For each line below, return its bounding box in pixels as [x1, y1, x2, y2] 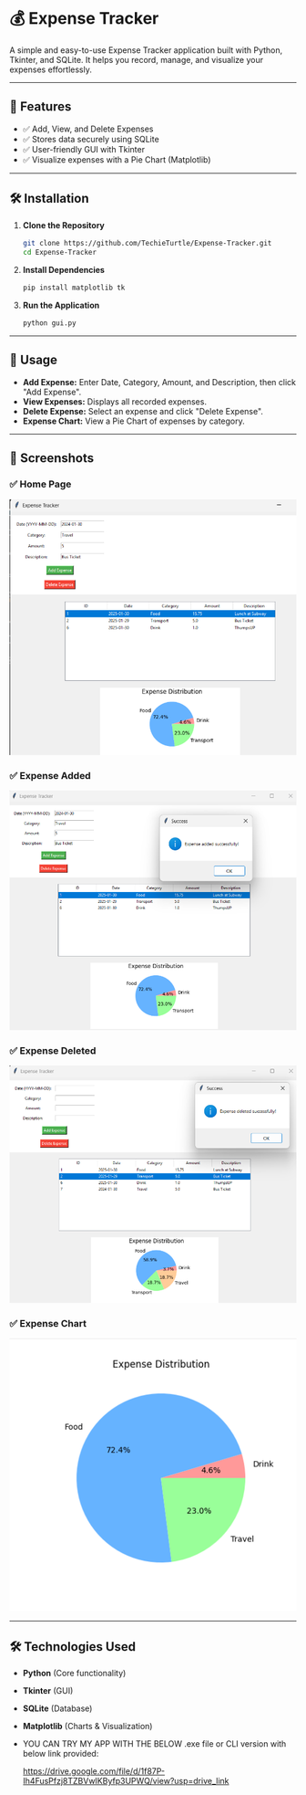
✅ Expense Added [9, 769, 91, 782]
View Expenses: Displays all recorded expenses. [22, 395, 208, 407]
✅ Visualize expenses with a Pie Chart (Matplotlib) [22, 153, 211, 165]
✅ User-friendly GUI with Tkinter [22, 143, 146, 154]
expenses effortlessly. [9, 64, 93, 75]
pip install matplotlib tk [22, 283, 126, 293]
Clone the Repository [22, 219, 105, 230]
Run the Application [22, 299, 100, 311]
